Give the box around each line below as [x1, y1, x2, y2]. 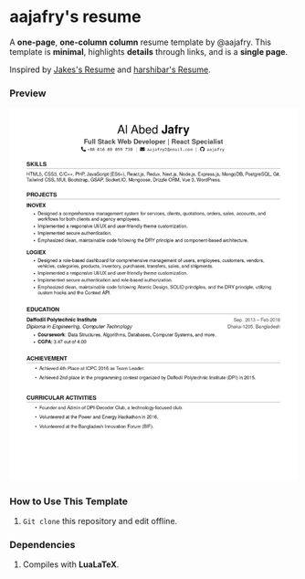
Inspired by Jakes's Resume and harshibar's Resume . [9, 64, 212, 75]
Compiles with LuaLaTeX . [22, 559, 120, 570]
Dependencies [9, 538, 76, 551]
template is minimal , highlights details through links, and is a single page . [9, 46, 289, 57]
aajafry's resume [9, 6, 142, 27]
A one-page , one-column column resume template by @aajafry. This [9, 37, 272, 47]
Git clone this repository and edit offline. [22, 515, 178, 526]
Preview [9, 87, 47, 100]
